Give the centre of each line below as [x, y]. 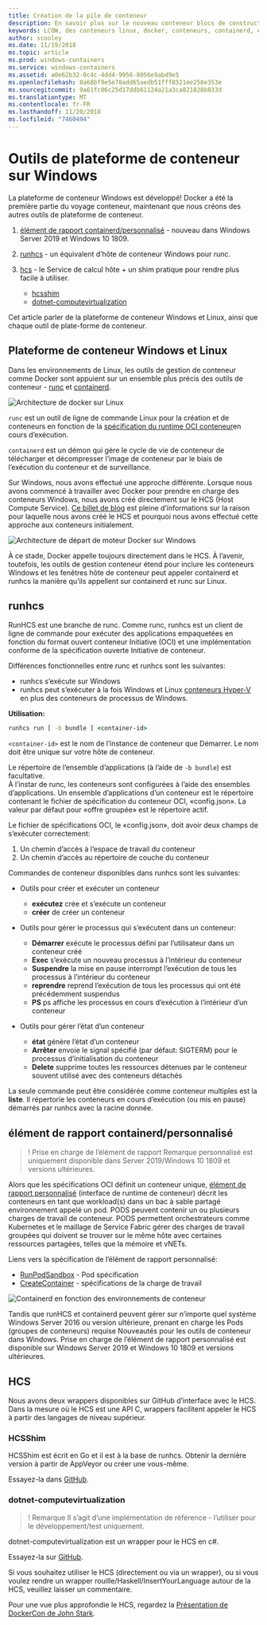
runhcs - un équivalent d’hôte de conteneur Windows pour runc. [125, 254]
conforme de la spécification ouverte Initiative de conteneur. [107, 651]
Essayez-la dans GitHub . [48, 1479]
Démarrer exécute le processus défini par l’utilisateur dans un [133, 943]
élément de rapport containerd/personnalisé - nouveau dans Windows [135, 230]
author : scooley [35, 38]
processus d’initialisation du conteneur [95, 1059]
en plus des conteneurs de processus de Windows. [104, 699]
